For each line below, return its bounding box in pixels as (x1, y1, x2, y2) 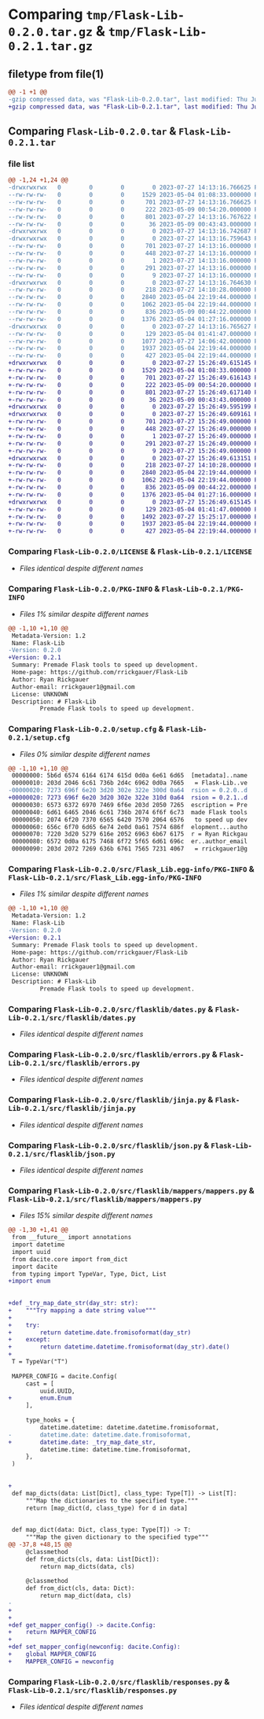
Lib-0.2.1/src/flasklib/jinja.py (8, 1104, 136, 1113)
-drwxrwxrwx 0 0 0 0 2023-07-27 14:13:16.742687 (8, 227, 251, 235)
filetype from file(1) (8, 67, 104, 80)
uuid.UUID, (39, 1387, 76, 1395)
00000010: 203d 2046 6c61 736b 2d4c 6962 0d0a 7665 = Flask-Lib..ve (11, 779, 247, 788)
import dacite (11, 1263, 58, 1271)
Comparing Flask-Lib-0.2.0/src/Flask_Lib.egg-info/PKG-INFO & (8, 864, 255, 874)
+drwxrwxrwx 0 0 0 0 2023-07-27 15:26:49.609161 (8, 411, 251, 419)
